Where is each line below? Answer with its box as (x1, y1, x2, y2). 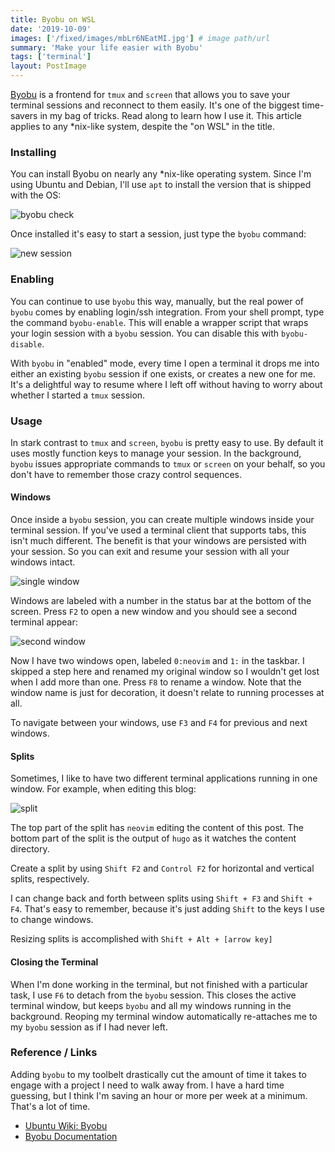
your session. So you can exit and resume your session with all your (10, 546, 290, 558)
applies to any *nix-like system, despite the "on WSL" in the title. (10, 121, 276, 132)
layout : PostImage (10, 61, 87, 71)
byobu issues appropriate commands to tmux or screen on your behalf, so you (10, 457, 326, 470)
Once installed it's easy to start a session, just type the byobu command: (10, 228, 307, 240)
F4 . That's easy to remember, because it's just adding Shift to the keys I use (10, 903, 325, 915)
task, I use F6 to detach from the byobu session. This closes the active (10, 989, 297, 1001)
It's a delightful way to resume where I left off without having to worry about (10, 378, 323, 390)
